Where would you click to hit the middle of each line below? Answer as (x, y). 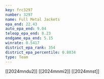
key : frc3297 (19, 10)
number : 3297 (19, 15)
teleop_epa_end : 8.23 (28, 33)
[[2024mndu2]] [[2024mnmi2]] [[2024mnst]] (53, 71)
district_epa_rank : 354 (30, 48)
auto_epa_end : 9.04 (26, 29)
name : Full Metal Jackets (32, 19)
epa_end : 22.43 (21, 24)
